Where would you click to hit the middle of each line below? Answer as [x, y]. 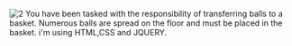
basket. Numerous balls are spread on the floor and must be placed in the [146, 23]
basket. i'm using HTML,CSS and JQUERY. [88, 32]
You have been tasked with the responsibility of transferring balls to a [155, 14]
